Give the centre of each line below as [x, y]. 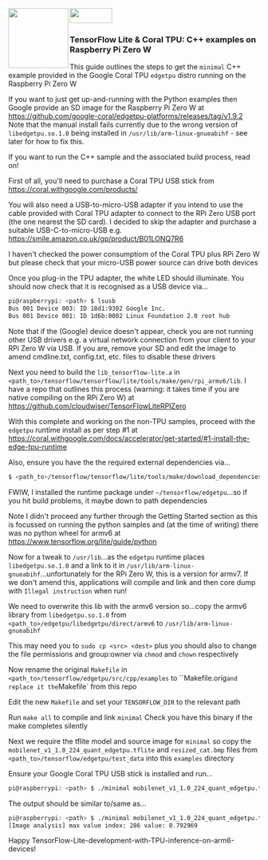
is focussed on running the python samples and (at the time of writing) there [134, 524]
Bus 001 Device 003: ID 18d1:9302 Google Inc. [87, 309]
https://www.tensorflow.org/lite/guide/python [83, 541]
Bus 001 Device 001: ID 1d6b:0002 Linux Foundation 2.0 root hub [119, 316]
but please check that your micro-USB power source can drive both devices [133, 263]
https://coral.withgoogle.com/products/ [73, 190]
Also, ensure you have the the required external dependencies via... [120, 462]
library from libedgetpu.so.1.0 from [68, 615]
